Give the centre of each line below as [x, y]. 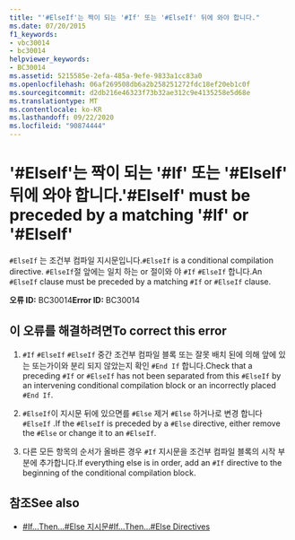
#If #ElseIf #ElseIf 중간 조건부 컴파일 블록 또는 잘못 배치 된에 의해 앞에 [149, 354]
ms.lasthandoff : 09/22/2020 [62, 118]
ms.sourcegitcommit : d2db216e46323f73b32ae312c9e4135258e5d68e [130, 92]
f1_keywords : [34, 34]
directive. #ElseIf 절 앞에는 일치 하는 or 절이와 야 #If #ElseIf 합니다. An [136, 271]
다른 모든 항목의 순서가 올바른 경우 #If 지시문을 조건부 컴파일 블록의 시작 [149, 451]
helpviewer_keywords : [50, 59]
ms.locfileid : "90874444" [57, 126]
